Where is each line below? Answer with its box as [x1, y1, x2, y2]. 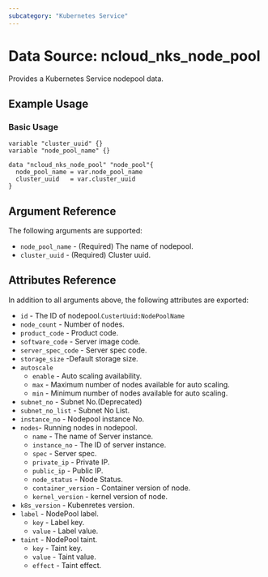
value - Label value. [32, 526, 99, 536]
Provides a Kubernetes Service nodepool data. [8, 74, 164, 83]
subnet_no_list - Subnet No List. [19, 405, 130, 415]
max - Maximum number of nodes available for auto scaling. [32, 379, 231, 389]
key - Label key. [32, 517, 85, 527]
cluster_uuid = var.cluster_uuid [15, 175, 136, 183]
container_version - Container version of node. [32, 483, 191, 493]
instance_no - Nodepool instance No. [19, 414, 145, 424]
